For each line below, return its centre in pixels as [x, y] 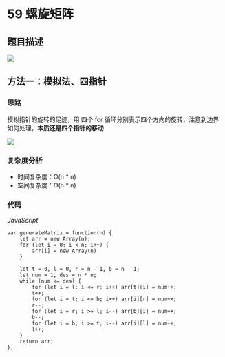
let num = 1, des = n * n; [58, 275]
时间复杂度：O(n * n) [47, 176]
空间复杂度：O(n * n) [47, 185]
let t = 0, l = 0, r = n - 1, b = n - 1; [79, 269]
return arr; [36, 342]
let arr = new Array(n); [55, 239]
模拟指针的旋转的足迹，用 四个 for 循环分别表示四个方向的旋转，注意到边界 [113, 119]
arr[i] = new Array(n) [64, 251]
